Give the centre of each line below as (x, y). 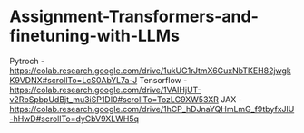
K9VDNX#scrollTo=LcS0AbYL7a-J (74, 80)
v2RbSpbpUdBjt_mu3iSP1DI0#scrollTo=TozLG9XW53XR (114, 99)
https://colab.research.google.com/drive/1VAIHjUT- (105, 90)
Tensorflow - (163, 80)
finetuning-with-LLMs (94, 36)
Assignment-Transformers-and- (134, 17)
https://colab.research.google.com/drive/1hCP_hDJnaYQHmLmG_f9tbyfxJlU (152, 109)
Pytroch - (27, 61)
